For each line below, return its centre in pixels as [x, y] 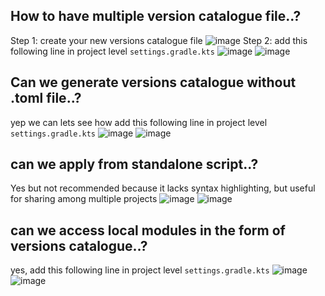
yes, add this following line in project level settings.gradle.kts [140, 270]
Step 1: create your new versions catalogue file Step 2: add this [159, 40]
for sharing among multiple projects [84, 199]
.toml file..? [46, 98]
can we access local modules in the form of [148, 230]
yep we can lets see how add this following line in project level [139, 122]
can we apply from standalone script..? [134, 164]
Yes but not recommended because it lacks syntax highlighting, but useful [163, 188]
